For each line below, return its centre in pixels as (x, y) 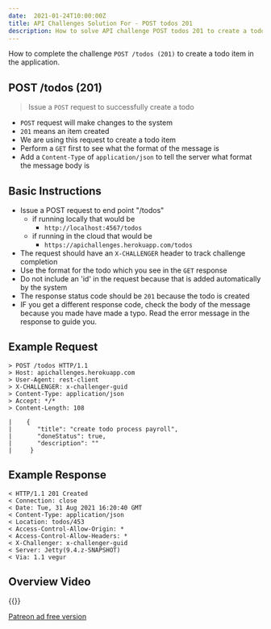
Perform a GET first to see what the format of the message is (119, 148)
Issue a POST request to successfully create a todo (111, 107)
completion (39, 262)
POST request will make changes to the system (96, 123)
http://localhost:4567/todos (93, 228)
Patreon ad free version (48, 617)
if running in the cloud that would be (92, 236)
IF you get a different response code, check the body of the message (135, 304)
